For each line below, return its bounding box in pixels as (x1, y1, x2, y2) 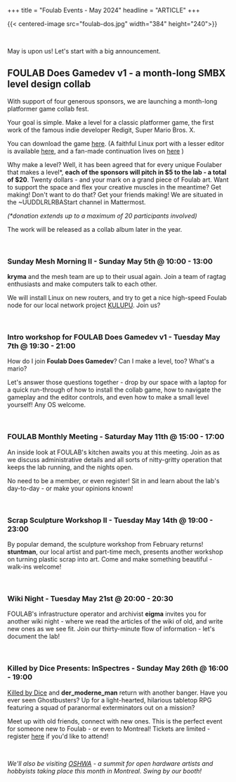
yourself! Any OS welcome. (7, 401, 86, 409)
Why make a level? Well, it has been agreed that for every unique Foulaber (7, 160, 223, 168)
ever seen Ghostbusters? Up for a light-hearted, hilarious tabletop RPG (7, 695, 212, 704)
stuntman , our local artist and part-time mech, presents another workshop (7, 547, 223, 556)
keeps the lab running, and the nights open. (7, 463, 133, 471)
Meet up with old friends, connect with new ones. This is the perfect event (7, 716, 223, 725)
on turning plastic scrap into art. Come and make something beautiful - (7, 555, 213, 563)
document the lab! (7, 632, 60, 640)
